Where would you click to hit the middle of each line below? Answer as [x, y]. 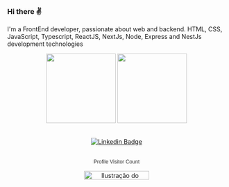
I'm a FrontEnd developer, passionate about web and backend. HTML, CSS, [115, 29]
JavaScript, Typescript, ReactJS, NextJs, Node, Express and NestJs [104, 37]
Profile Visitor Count [117, 162]
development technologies [45, 44]
